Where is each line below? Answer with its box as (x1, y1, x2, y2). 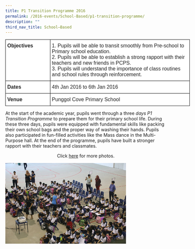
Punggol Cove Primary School (52, 96, 120, 102)
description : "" (5, 19, 40, 24)
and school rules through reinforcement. (52, 72, 142, 78)
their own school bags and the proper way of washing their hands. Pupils (5, 127, 159, 133)
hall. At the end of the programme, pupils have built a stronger (24, 137, 155, 143)
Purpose (5, 137, 23, 143)
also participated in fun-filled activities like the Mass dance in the (5, 132, 142, 138)
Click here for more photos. (57, 153, 115, 159)
